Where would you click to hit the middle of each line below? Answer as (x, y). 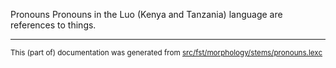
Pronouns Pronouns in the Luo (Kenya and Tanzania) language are (146, 14)
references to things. (53, 25)
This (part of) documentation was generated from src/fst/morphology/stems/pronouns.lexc (166, 53)
